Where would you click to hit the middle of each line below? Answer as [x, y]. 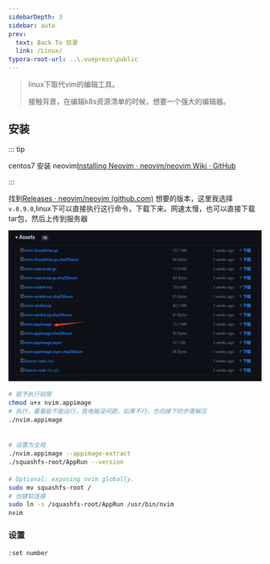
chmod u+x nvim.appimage [50, 402]
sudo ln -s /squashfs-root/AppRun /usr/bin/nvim [91, 504]
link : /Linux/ [39, 51]
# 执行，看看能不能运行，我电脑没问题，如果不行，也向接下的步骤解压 [108, 411]
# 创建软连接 [27, 496]
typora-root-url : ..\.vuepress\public [73, 60]
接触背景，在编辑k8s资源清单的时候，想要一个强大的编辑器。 [129, 101]
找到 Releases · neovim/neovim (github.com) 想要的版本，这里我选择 [121, 198]
